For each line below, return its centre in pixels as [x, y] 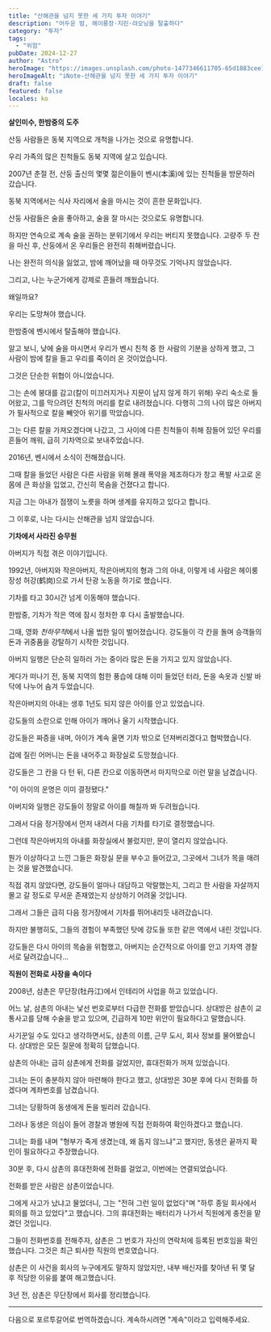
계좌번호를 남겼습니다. [64, 1090]
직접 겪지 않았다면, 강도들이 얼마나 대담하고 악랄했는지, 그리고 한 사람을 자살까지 [134, 886]
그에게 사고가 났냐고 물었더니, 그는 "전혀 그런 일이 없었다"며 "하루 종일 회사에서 [132, 1203]
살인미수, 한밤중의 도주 [44, 123]
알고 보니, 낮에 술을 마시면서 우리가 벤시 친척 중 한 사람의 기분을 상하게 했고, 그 [132, 349]
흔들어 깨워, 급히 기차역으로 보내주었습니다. [76, 440]
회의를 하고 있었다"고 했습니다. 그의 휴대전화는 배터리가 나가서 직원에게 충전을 [130, 1213]
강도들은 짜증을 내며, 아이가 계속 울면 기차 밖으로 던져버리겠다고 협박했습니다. [130, 738]
